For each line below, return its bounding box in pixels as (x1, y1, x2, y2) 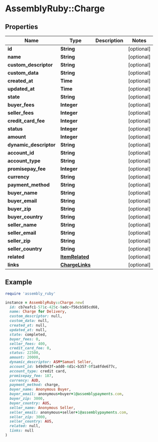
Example (5, 278, 32, 286)
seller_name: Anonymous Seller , (9, 405, 76, 410)
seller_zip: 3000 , (9, 414, 48, 419)
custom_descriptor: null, (9, 314, 63, 319)
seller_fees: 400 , (9, 341, 48, 346)
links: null (9, 428, 34, 433)
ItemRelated (60, 253, 89, 260)
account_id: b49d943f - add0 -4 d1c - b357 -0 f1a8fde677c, (9, 364, 118, 369)
